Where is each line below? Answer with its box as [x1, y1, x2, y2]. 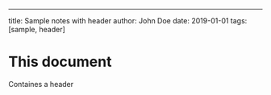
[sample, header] [8, 25, 66, 34]
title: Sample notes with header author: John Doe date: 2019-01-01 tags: [8, 16, 248, 25]
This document [8, 53, 112, 71]
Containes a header [8, 79, 74, 89]
